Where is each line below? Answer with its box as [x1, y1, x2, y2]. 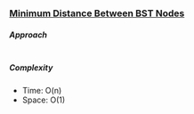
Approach [9, 29, 47, 40]
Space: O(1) [21, 94, 66, 105]
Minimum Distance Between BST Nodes [9, 7, 185, 20]
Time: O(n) [21, 85, 62, 95]
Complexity [9, 62, 53, 73]
